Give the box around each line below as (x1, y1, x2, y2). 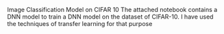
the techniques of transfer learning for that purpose (7, 20, 153, 27)
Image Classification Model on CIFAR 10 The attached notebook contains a (7, 6, 218, 13)
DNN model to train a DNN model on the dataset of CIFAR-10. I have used (7, 13, 214, 21)
